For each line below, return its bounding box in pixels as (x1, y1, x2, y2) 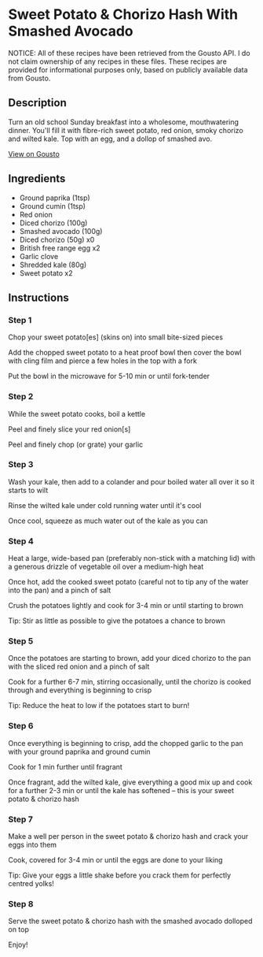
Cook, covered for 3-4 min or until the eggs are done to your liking (8, 855, 223, 865)
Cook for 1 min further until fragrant (8, 762, 123, 771)
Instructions (8, 291, 69, 304)
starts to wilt (8, 485, 49, 495)
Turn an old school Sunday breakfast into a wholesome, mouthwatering (8, 117, 239, 127)
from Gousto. (8, 73, 51, 83)
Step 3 (8, 459, 34, 470)
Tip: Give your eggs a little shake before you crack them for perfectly (8, 870, 232, 880)
